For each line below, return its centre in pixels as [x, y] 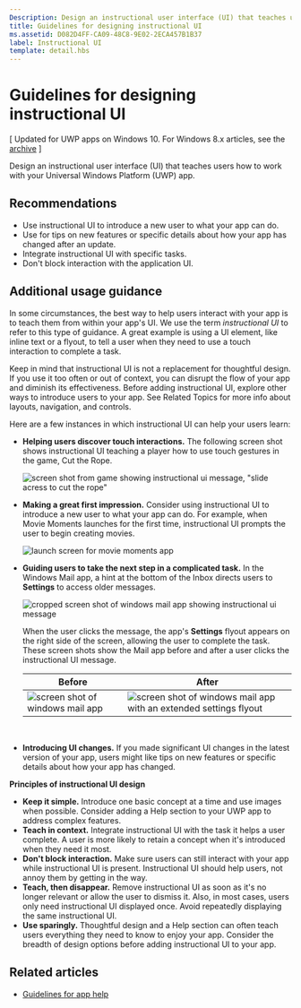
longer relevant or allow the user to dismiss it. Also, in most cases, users [155, 896]
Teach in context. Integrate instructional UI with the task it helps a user [154, 830]
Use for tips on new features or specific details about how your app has [154, 235]
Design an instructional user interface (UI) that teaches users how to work [146, 166]
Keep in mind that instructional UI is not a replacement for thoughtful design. [150, 368]
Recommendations [63, 204]
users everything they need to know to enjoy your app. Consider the [148, 935]
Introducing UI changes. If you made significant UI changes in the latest [156, 747]
